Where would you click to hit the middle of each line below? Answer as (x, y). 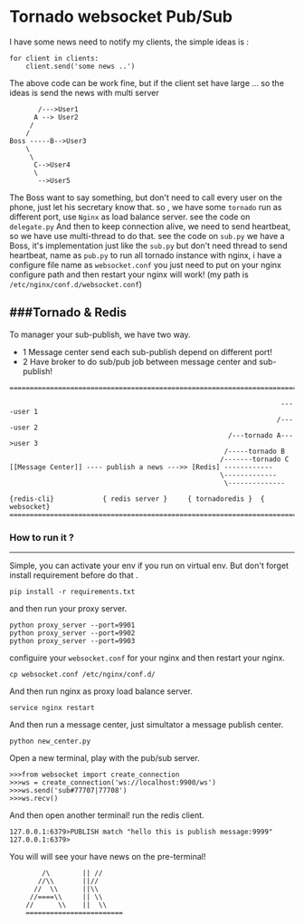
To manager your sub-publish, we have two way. (100, 334)
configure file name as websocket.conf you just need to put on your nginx (146, 265)
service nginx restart (52, 708)
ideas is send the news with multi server (85, 92)
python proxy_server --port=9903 (72, 641)
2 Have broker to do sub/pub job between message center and (140, 361)
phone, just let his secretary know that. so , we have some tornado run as (146, 207)
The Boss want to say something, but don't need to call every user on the (146, 197)
